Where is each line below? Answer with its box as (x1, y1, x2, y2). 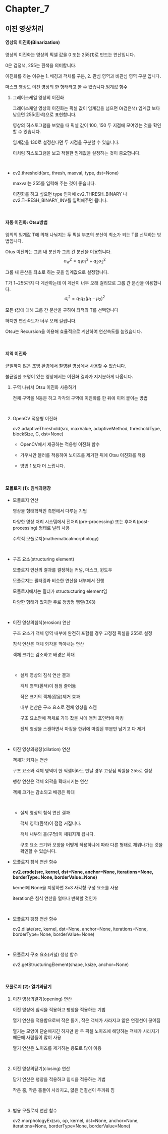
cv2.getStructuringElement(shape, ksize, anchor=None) (12, 961, 129, 968)
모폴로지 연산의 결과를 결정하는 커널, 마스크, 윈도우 (12, 567, 113, 573)
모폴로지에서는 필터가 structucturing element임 (12, 588, 107, 594)
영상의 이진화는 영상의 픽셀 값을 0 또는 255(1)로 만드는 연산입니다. (5, 51, 135, 58)
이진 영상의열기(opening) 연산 (12, 996, 72, 1002)
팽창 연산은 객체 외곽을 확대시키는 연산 (12, 778, 88, 784)
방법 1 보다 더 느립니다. (20, 463, 65, 469)
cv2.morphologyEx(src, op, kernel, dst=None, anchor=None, (12, 1117, 139, 1123)
